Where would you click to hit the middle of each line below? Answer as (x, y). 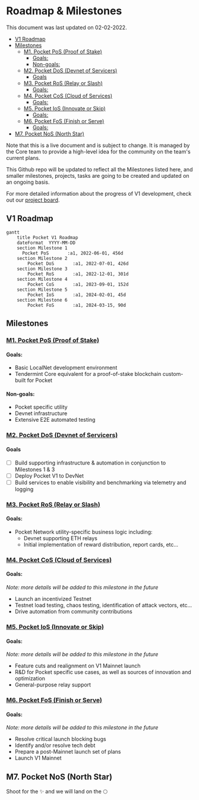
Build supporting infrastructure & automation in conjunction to (90, 463)
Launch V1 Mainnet (38, 758)
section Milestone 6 (42, 300)
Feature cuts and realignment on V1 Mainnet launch (78, 666)
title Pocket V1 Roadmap (48, 237)
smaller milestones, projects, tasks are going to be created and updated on (98, 175)
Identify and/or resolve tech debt (55, 745)
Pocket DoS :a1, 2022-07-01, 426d (78, 263)
